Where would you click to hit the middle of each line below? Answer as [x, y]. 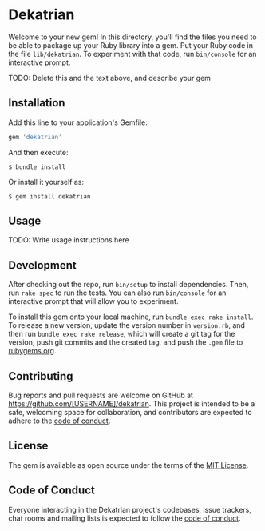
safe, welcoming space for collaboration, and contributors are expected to [131, 413]
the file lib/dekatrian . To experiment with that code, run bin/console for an [132, 54]
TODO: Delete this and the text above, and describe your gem [110, 78]
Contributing [41, 376]
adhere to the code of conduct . [59, 421]
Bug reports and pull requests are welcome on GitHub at [101, 395]
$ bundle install [37, 167]
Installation [37, 103]
